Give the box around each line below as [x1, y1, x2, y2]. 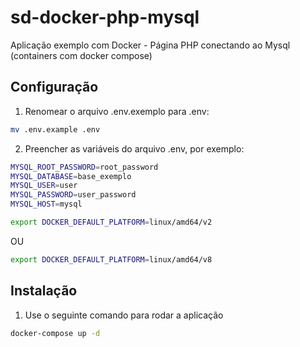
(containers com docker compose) [10, 49, 153, 61]
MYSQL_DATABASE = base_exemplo [10, 171, 132, 181]
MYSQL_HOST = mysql [10, 199, 83, 210]
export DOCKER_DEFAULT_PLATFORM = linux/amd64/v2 [10, 217, 213, 227]
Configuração [10, 79, 99, 96]
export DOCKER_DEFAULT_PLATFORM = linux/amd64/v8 [10, 254, 213, 265]
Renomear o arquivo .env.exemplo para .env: [24, 105, 210, 117]
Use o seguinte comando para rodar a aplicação [24, 309, 224, 321]
